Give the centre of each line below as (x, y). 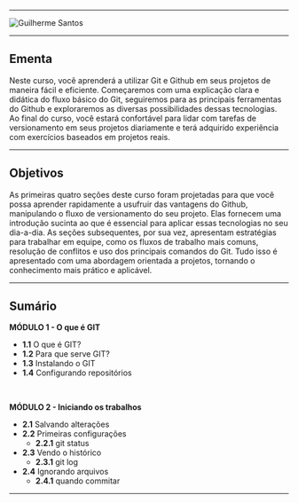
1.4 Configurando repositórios (77, 373)
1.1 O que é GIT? (51, 345)
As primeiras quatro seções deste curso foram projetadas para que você (142, 194)
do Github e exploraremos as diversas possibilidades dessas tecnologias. (143, 108)
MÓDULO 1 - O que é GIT (55, 327)
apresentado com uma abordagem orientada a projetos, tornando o (132, 260)
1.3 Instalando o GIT (59, 364)
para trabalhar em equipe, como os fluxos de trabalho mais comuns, (134, 241)
